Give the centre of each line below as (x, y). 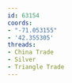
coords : (20, 23)
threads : (22, 45)
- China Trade (31, 52)
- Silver (22, 60)
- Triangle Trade (36, 67)
